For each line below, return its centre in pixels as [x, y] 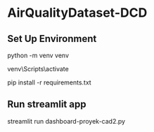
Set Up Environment [52, 39]
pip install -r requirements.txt [49, 82]
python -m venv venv [38, 55]
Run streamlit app [47, 104]
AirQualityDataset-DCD [77, 13]
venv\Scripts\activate [38, 69]
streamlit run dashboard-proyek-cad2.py [66, 121]
